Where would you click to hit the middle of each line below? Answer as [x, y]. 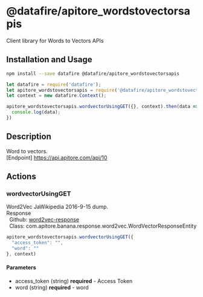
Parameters [21, 267]
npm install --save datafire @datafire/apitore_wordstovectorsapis [93, 74]
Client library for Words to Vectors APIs [55, 40]
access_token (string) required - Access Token [74, 281]
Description [29, 137]
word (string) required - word [52, 287]
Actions [21, 177]
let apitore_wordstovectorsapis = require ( [62, 90]
